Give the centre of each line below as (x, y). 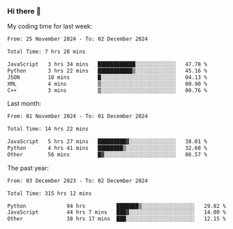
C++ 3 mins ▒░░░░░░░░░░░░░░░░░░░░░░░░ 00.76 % (107, 90)
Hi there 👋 (24, 11)
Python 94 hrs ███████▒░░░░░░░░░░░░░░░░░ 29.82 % (117, 206)
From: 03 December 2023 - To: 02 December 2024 (78, 181)
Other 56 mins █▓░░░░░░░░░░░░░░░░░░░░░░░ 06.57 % (107, 154)
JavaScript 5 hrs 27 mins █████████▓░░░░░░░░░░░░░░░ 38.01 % (107, 142)
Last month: (24, 103)
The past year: (28, 168)
